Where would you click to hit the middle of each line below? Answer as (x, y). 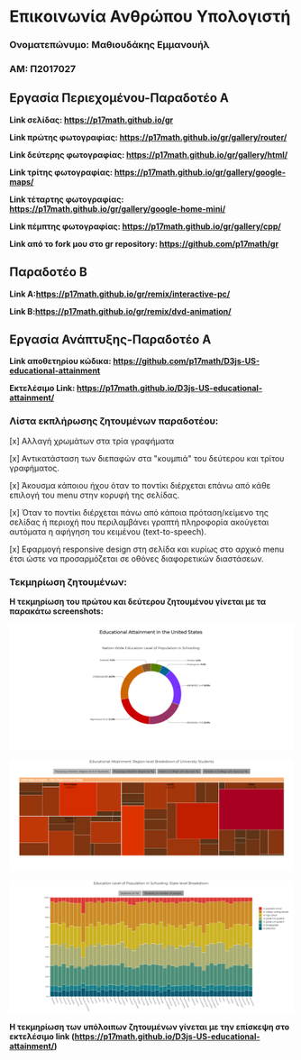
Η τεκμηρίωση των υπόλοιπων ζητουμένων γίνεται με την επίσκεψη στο (150, 1027)
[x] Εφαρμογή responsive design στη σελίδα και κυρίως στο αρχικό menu (147, 549)
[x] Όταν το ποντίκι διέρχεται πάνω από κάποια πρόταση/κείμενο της (139, 512)
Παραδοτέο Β (48, 272)
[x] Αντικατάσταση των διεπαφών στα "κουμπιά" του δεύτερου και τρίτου (147, 458)
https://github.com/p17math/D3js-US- (186, 361)
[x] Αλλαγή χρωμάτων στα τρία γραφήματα (92, 441)
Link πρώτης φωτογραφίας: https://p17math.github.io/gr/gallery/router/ (148, 137)
